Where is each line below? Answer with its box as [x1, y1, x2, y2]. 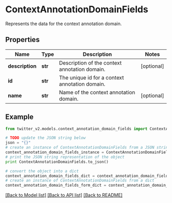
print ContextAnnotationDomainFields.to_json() [5, 159, 109, 165]
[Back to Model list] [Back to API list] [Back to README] [5, 192, 123, 198]
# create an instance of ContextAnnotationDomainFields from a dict [5, 178, 155, 183]
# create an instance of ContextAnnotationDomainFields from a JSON [5, 145, 155, 150]
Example [5, 113, 34, 121]
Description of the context [58, 59, 122, 66]
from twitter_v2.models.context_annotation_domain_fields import [5, 126, 147, 131]
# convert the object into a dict [5, 168, 79, 174]
